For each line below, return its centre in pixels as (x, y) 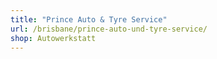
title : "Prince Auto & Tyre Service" (89, 19)
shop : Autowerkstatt (53, 38)
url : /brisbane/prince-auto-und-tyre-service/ (109, 29)
